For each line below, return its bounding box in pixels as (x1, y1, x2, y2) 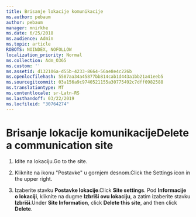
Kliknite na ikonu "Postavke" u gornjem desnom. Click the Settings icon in (14, 169, 191, 176)
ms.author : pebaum (6, 14, 51, 20)
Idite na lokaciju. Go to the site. (14, 158, 88, 165)
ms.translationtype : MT (6, 85, 64, 91)
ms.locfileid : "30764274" (6, 101, 69, 107)
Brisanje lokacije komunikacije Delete (6, 126, 189, 139)
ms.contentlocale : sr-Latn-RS (6, 90, 80, 96)
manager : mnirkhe (6, 25, 49, 31)
